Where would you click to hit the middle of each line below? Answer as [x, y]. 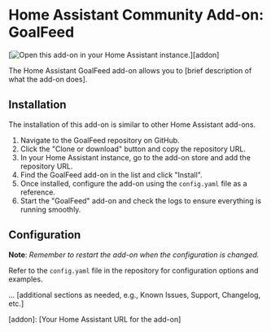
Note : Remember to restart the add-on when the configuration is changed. [134, 255]
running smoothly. [50, 209]
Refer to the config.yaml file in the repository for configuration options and [133, 270]
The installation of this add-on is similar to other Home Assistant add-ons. [132, 124]
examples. [26, 279]
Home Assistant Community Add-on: [136, 15]
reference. [37, 192]
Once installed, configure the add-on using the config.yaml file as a [133, 183]
